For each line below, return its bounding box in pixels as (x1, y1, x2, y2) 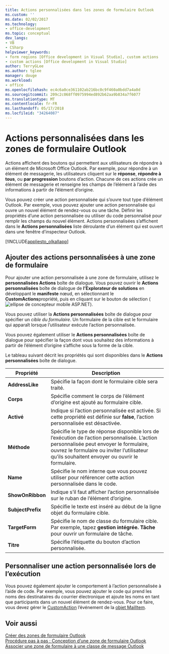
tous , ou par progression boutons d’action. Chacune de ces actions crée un (5, 176, 163, 182)
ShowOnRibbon (8, 491, 46, 498)
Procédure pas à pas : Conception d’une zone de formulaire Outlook (5, 638, 146, 644)
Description (92, 369, 121, 376)
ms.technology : (5, 21, 37, 27)
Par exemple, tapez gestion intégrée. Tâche (50, 524, 155, 531)
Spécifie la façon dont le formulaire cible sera (50, 378, 158, 385)
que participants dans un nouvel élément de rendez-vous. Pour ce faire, (5, 599, 154, 605)
